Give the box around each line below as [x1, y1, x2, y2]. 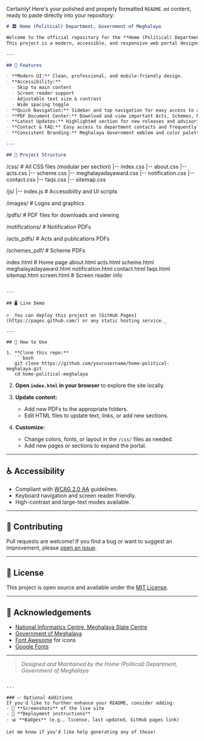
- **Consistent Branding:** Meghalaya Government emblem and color [6, 130, 181, 136]
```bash [14, 355, 34, 361]
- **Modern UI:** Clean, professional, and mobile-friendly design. [6, 73, 183, 79]
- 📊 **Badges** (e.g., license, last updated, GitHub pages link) [6, 717, 180, 723]
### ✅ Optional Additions [6, 695, 73, 701]
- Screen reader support [12, 90, 75, 96]
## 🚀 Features [6, 62, 42, 68]
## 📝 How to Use [6, 338, 47, 345]
